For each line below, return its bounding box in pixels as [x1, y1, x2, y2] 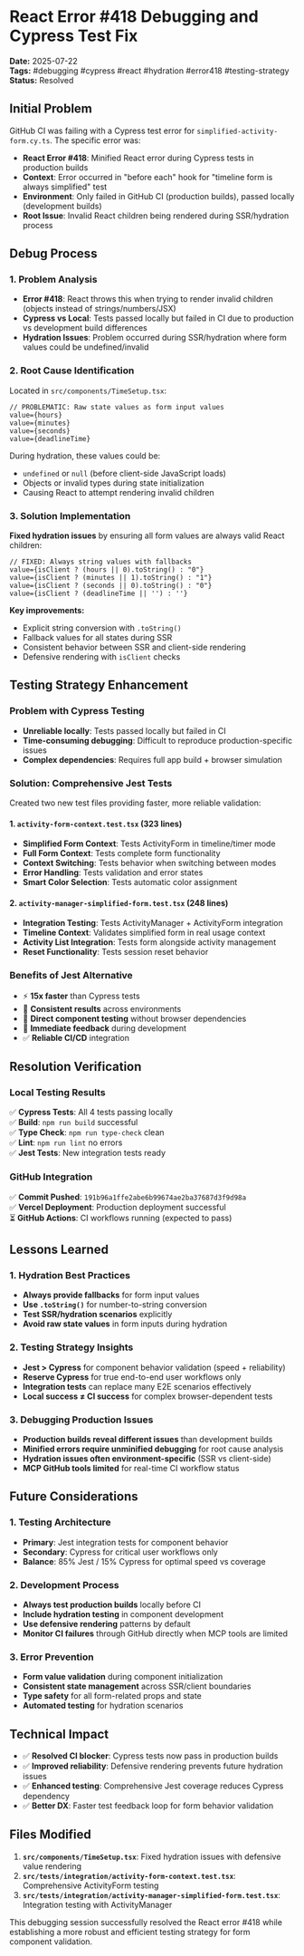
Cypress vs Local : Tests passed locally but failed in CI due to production [22, 313, 294, 323]
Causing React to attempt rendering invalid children [22, 487, 214, 497]
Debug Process [9, 246, 98, 262]
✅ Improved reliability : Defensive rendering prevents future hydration [22, 1760, 283, 1772]
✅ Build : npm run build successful [9, 1117, 138, 1128]
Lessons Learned [9, 1242, 109, 1257]
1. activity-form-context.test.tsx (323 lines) [9, 818, 183, 829]
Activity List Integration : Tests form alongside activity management [22, 937, 277, 948]
